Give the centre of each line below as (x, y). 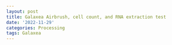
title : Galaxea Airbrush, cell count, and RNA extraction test (86, 17)
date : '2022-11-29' (30, 22)
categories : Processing (36, 28)
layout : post (22, 11)
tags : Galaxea (24, 33)
